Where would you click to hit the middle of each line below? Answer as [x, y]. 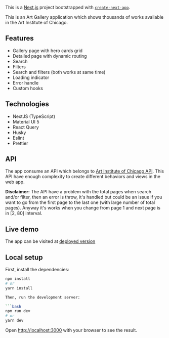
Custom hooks [28, 88]
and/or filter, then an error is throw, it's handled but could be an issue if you [84, 197]
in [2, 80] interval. [24, 213]
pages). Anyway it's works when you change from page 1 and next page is [83, 208]
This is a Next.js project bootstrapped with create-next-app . [68, 7]
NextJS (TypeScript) [34, 116]
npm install [18, 279]
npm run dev [18, 311]
